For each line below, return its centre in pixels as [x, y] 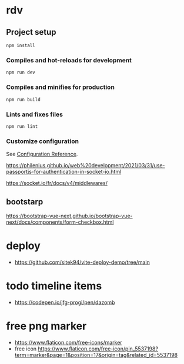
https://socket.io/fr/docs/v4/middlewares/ [57, 183]
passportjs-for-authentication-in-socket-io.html [64, 172]
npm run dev [21, 72]
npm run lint [22, 126]
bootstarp [25, 202]
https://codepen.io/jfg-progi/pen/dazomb [65, 302]
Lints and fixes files [35, 114]
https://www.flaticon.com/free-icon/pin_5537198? [98, 349]
